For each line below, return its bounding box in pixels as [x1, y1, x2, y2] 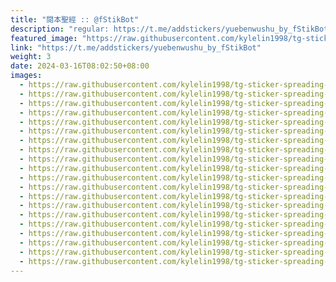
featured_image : [10, 33, 78, 43]
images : [10, 71, 43, 81]
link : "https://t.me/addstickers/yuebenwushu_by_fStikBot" [10, 42, 262, 53]
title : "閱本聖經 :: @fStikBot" [10, 14, 140, 25]
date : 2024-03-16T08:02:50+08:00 [10, 61, 150, 71]
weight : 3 [10, 52, 52, 62]
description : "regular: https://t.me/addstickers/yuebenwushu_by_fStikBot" [10, 24, 333, 34]
